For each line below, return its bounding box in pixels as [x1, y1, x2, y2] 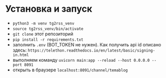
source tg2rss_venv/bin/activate [12, 26, 84, 31]
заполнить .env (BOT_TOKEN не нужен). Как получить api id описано [12, 41, 161, 47]
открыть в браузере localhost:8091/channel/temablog [12, 67, 128, 73]
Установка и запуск [5, 3, 92, 15]
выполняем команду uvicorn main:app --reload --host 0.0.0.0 [12, 57, 150, 63]
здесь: [12, 47, 27, 53]
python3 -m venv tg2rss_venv [12, 21, 75, 26]
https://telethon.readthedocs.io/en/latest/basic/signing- [27, 48, 155, 53]
